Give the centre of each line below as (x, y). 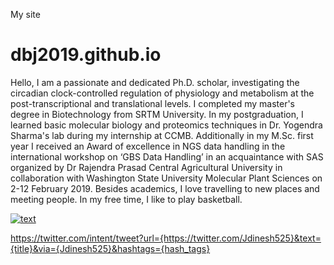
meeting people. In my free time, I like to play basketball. (126, 199)
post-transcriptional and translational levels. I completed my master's (152, 103)
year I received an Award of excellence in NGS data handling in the (148, 146)
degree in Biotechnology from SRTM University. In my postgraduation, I (157, 114)
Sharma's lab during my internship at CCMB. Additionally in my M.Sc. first (162, 135)
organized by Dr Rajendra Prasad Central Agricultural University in (146, 167)
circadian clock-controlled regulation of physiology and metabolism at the (162, 93)
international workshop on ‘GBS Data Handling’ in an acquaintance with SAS (167, 156)
